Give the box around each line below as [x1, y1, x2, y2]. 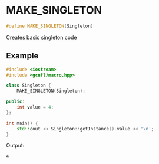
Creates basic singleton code [6, 34, 78, 41]
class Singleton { [6, 83, 51, 88]
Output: [6, 142, 25, 149]
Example [6, 51, 39, 61]
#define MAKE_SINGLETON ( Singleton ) [6, 23, 94, 29]
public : [6, 99, 25, 105]
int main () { [6, 120, 38, 126]
